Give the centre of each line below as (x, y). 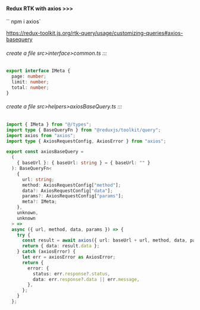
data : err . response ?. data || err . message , (86, 279)
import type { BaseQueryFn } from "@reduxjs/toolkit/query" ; (84, 130)
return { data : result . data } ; (61, 246)
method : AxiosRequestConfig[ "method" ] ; (71, 185)
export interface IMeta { (38, 71)
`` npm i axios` (24, 21)
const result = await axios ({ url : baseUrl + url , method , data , (104, 241)
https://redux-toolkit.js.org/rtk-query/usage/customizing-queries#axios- (95, 33)
